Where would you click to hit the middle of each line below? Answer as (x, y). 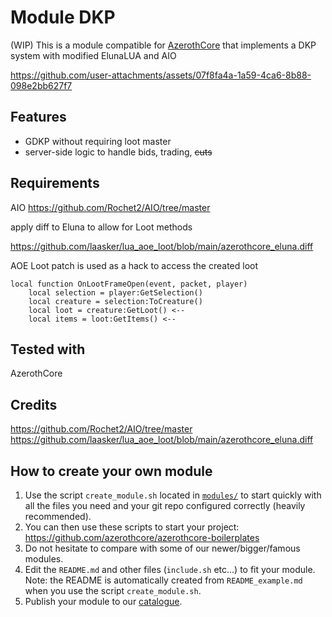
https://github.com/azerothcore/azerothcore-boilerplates (142, 537)
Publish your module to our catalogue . (103, 601)
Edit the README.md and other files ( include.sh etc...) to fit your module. (170, 569)
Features (38, 117)
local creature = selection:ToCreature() (115, 301)
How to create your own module (111, 471)
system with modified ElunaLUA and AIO (93, 55)
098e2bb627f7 (41, 85)
